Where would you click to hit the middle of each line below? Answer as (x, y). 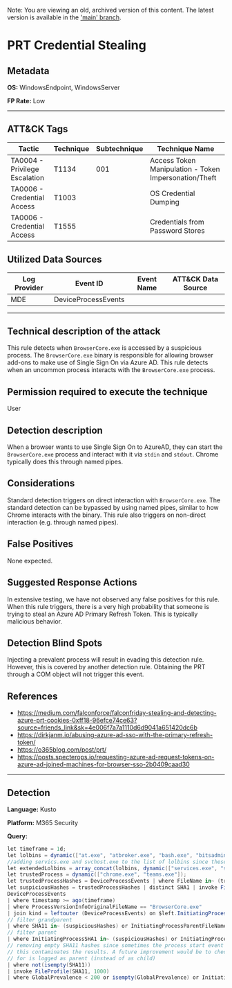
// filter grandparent (40, 920)
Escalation (28, 177)
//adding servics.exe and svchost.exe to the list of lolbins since (108, 862)
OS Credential (172, 193)
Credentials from (177, 222)
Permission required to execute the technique (108, 392)
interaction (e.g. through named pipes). (63, 522)
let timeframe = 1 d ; (37, 849)
